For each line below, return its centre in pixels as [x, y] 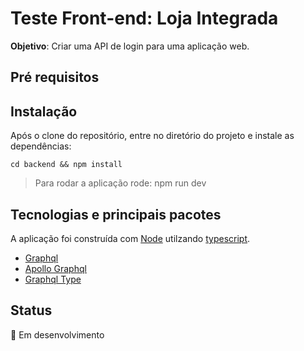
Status [31, 310]
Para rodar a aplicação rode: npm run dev [120, 183]
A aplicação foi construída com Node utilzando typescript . [130, 238]
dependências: [41, 146]
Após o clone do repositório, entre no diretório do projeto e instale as [152, 136]
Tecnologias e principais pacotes [116, 214]
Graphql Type [53, 279]
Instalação [44, 111]
